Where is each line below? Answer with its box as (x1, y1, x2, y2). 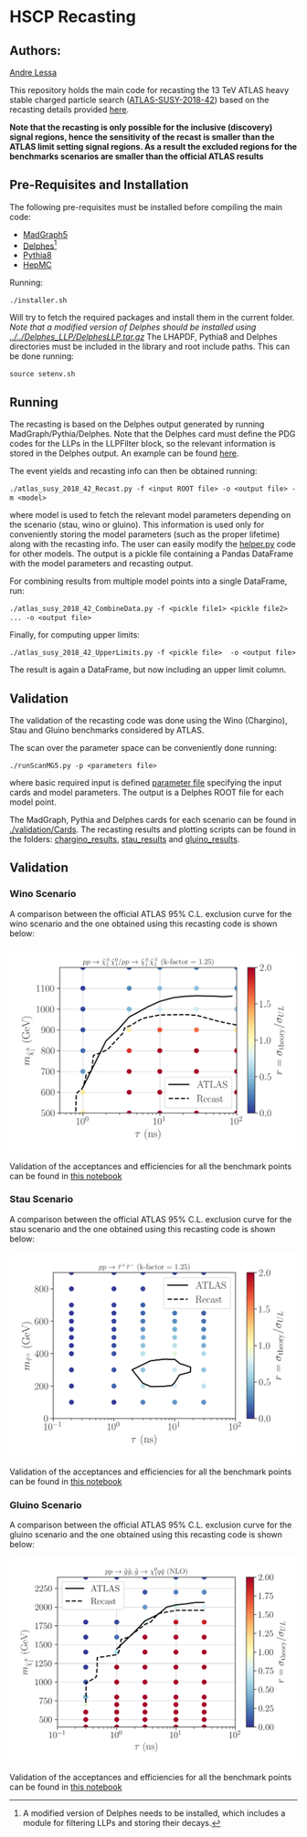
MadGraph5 (22, 228, 69, 239)
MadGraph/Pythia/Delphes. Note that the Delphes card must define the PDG (9, 428, 296, 439)
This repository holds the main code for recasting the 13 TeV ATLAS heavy (9, 85, 290, 95)
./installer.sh (9, 296, 68, 305)
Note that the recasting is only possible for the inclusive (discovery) (9, 121, 273, 132)
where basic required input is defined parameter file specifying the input (9, 777, 282, 788)
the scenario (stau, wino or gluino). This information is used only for (9, 519, 265, 531)
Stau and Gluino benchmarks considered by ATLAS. (9, 724, 205, 736)
